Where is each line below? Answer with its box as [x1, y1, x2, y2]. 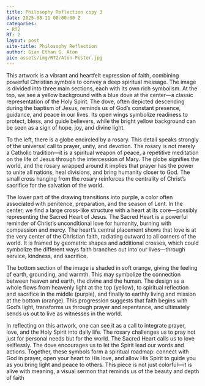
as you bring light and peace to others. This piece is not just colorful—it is [6, 361, 192, 368]
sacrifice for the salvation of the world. [6, 181, 104, 189]
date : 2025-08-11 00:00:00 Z [6, 15, 81, 21]
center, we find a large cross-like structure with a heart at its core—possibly [6, 207, 198, 214]
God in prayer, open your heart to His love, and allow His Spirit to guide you [6, 354, 196, 361]
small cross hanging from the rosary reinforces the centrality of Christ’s [6, 175, 187, 182]
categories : [6, 20, 37, 26]
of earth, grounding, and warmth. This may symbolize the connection [6, 270, 181, 278]
